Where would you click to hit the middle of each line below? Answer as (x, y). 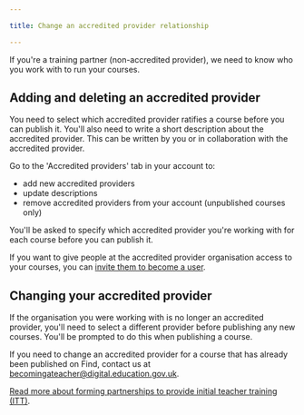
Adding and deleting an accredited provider (135, 98)
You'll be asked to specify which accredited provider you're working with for (152, 230)
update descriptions (60, 193)
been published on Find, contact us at (80, 364)
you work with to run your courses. (75, 69)
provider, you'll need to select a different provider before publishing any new (152, 327)
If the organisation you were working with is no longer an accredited (137, 318)
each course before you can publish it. (82, 240)
